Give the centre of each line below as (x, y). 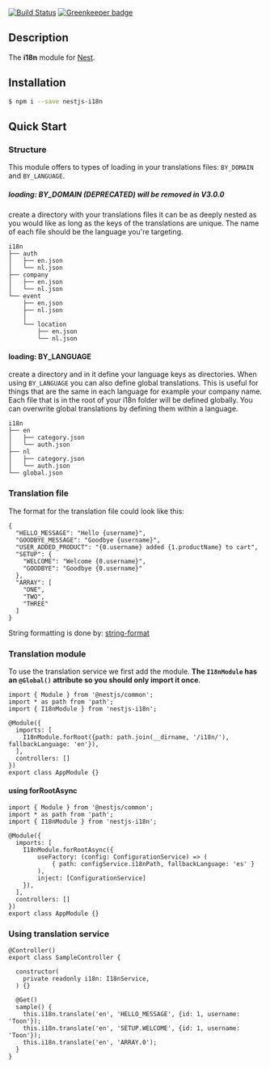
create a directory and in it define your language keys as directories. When (133, 374)
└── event (25, 296)
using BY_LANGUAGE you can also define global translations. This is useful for (133, 383)
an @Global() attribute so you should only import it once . (104, 680)
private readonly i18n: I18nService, (86, 979)
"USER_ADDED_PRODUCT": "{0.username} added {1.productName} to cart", (137, 547)
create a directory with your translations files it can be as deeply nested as (133, 215)
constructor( (38, 972)
